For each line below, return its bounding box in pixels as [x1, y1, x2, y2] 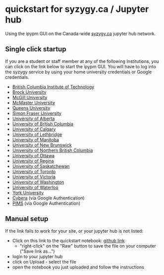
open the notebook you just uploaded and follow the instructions [12, 264, 145, 270]
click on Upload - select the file [12, 259, 77, 265]
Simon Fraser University [12, 110, 62, 116]
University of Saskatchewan [12, 163, 70, 169]
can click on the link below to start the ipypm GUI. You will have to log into [5, 63, 156, 69]
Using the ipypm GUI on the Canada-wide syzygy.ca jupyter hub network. [5, 30, 156, 36]
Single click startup [5, 45, 66, 53]
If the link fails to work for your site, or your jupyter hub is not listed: [5, 228, 144, 234]
